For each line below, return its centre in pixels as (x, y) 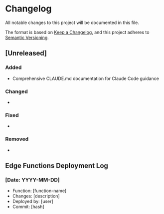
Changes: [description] (36, 196)
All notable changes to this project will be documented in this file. (72, 22)
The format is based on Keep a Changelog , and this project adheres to (77, 32)
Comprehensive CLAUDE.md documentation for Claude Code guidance (86, 78)
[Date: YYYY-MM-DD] (32, 179)
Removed (17, 139)
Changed (17, 91)
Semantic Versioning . (27, 37)
